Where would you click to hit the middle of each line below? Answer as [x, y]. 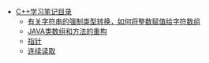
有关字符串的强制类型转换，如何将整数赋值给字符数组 [114, 21]
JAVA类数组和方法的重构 [67, 31]
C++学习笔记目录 [44, 11]
